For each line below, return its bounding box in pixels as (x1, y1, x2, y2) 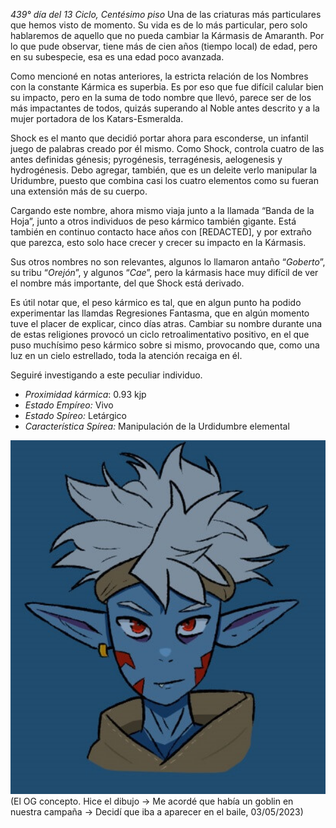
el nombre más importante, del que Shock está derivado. (10, 277, 245, 289)
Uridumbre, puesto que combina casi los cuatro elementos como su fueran (10, 175, 320, 186)
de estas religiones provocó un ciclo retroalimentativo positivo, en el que (10, 329, 310, 340)
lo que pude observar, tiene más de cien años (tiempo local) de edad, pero (10, 40, 318, 52)
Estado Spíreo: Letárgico (24, 410, 127, 421)
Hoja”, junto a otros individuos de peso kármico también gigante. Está (10, 215, 297, 227)
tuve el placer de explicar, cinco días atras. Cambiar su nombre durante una (10, 318, 323, 329)
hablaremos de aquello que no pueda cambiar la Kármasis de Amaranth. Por (10, 30, 325, 41)
